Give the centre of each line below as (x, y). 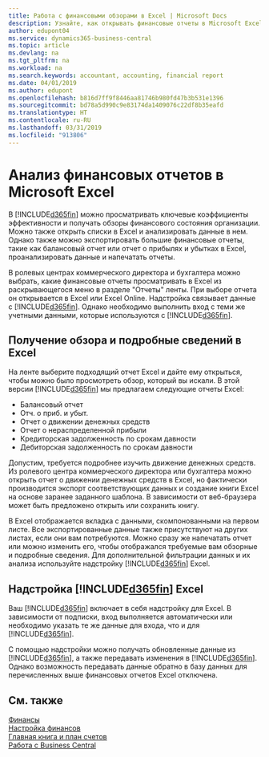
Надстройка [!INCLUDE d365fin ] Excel (106, 589)
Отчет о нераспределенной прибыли (83, 430)
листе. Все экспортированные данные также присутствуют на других (128, 530)
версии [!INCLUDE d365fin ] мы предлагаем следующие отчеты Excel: (126, 389)
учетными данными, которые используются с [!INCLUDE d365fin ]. (120, 315)
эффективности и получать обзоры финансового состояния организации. (134, 222)
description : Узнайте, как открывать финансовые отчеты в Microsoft (125, 23)
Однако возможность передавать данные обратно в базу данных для (128, 666)
